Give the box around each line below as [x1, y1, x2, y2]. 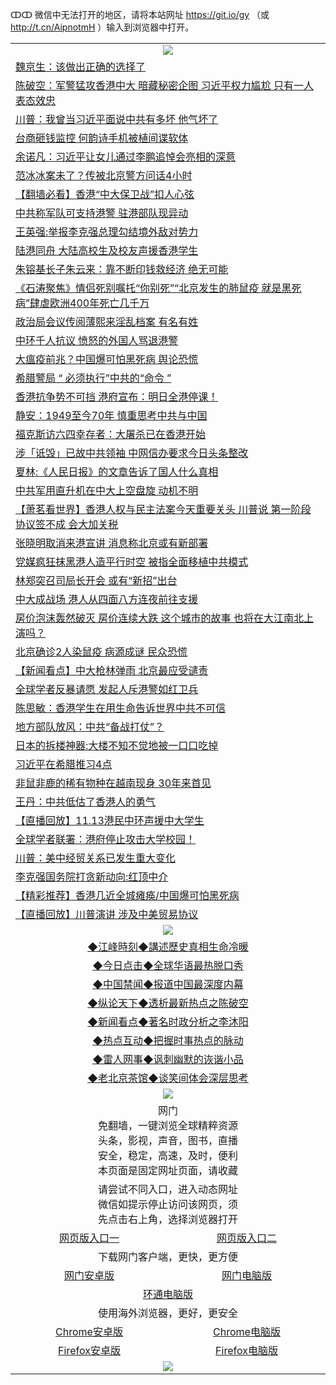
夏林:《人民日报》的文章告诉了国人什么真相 [15, 465, 219, 478]
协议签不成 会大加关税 [15, 518, 119, 531]
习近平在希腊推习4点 [15, 758, 113, 771]
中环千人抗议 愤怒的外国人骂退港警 [15, 334, 179, 347]
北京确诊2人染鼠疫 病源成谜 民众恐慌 [15, 645, 188, 658]
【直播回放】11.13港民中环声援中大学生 [15, 814, 205, 827]
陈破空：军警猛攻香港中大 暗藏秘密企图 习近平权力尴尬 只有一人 [15, 79, 314, 92]
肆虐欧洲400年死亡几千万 [29, 296, 150, 310]
